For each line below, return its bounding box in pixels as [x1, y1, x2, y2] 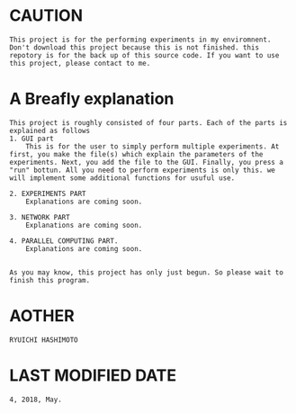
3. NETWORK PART [9, 212, 70, 221]
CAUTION [9, 5, 84, 26]
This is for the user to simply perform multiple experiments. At [25, 141, 280, 151]
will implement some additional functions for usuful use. [9, 173, 236, 183]
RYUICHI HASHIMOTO [9, 335, 78, 345]
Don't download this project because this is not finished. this [9, 42, 259, 52]
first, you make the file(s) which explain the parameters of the [9, 149, 264, 158]
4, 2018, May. [9, 395, 63, 404]
